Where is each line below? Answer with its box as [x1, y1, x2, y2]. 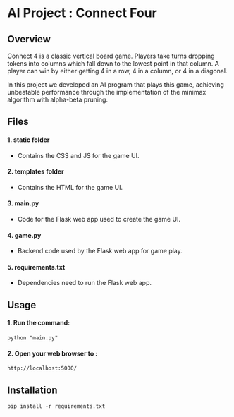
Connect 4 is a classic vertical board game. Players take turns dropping [7, 52, 215, 60]
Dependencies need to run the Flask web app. [17, 279, 152, 287]
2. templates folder [7, 167, 65, 176]
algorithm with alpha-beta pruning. [7, 95, 108, 104]
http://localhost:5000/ [7, 365, 78, 372]
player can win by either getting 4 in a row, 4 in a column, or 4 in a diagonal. [7, 67, 228, 75]
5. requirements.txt [7, 262, 66, 271]
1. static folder [7, 135, 50, 144]
